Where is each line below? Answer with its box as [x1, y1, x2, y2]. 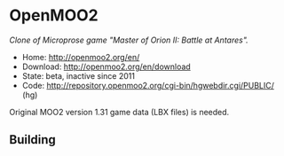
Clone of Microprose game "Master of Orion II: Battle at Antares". [9, 35, 248, 45]
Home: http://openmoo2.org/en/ [21, 51, 140, 62]
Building [9, 132, 56, 147]
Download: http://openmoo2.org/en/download [21, 61, 191, 72]
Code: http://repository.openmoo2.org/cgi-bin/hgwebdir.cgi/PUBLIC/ [21, 80, 275, 90]
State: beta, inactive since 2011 [21, 70, 136, 81]
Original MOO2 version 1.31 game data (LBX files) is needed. [9, 106, 230, 117]
